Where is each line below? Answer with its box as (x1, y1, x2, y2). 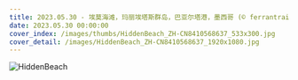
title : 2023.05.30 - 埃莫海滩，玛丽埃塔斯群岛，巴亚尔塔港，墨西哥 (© (9, 12, 247, 22)
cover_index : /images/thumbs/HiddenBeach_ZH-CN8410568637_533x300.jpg (9, 29, 276, 38)
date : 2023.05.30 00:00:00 (9, 21, 109, 30)
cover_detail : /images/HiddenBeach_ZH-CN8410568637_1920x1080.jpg (9, 37, 260, 47)
